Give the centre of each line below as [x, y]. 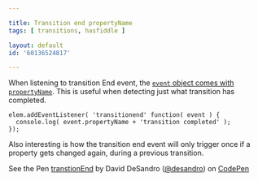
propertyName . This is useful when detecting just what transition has [122, 92]
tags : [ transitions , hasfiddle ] [67, 30]
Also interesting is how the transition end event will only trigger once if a [129, 144]
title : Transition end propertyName [70, 23]
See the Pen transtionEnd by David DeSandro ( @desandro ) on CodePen [129, 169]
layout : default [36, 45]
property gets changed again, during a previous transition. [106, 153]
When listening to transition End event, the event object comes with [121, 83]
